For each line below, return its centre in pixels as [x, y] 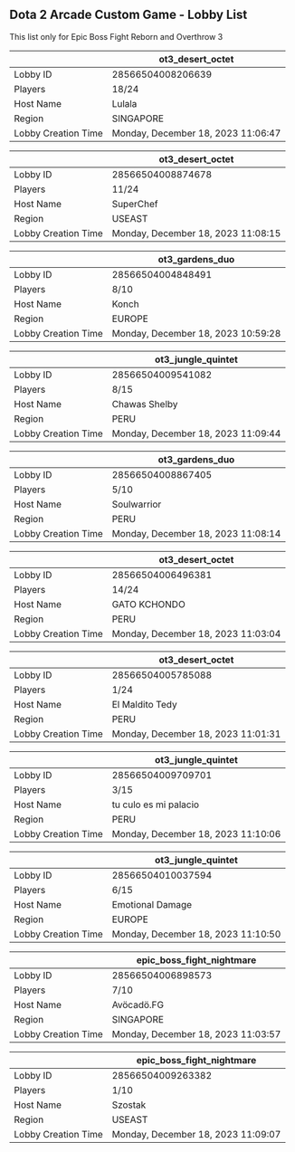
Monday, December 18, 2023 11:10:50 [196, 934]
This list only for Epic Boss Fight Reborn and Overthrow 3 [116, 36]
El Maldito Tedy [145, 704]
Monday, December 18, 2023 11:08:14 [196, 533]
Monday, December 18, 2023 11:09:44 [196, 433]
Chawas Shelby [145, 404]
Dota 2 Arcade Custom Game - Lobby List [128, 15]
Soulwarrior [137, 504]
